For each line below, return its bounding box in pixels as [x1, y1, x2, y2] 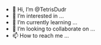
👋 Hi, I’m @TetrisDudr [12, 6, 67, 13]
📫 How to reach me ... [12, 32, 69, 39]
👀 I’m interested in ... [12, 12, 64, 19]
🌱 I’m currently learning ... [12, 19, 78, 26]
